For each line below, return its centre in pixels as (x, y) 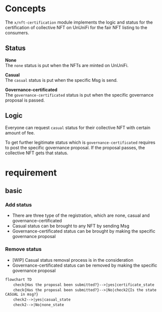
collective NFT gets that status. (37, 153)
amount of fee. (20, 133)
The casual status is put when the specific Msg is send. (62, 80)
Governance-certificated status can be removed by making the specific (85, 265)
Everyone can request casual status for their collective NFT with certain (78, 127)
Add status (18, 205)
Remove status (23, 249)
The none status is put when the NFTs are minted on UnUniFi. (67, 65)
